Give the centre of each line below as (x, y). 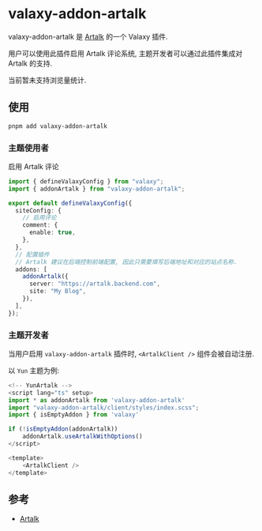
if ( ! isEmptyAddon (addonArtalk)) (63, 429)
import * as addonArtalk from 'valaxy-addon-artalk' (97, 400)
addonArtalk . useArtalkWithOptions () (83, 437)
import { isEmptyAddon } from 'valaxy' (74, 415)
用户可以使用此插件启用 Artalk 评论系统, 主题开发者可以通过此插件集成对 (125, 53)
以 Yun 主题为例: (34, 370)
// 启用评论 (39, 218)
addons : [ (31, 269)
